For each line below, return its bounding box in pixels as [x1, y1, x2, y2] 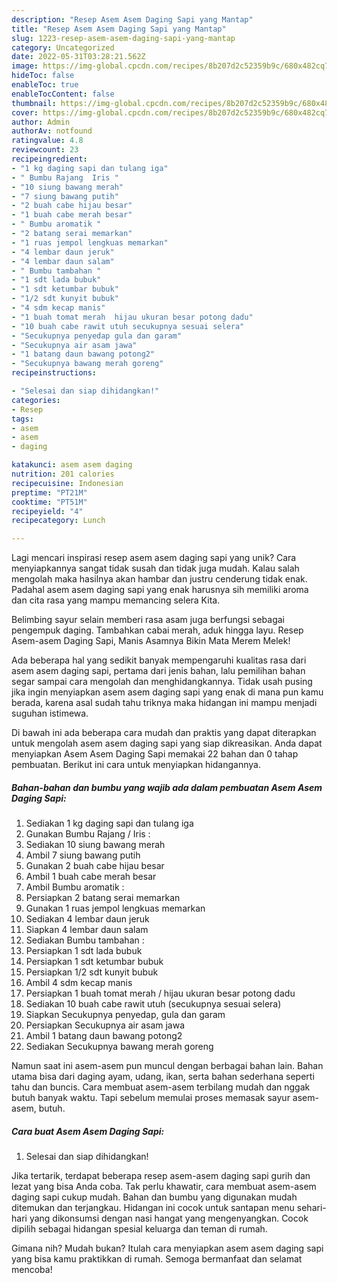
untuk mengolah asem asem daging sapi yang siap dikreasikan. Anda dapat [11, 737, 323, 750]
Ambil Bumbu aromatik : [25, 881, 125, 893]
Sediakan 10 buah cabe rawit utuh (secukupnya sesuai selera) [25, 998, 282, 1010]
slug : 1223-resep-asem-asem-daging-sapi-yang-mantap [11, 33, 236, 43]
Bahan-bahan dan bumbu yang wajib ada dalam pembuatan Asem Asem [11, 781, 323, 793]
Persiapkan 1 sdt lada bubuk [25, 945, 143, 957]
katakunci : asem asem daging [11, 460, 133, 470]
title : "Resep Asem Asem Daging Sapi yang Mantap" [11, 24, 227, 34]
